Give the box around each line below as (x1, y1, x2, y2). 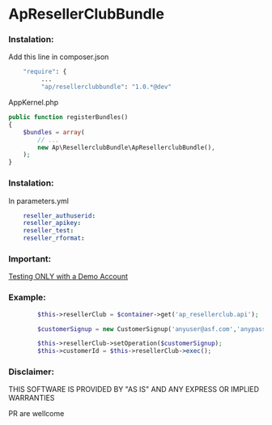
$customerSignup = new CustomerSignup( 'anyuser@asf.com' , (37, 325, 237, 333)
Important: (8, 253, 52, 264)
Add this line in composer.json (8, 52, 109, 62)
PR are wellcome (8, 409, 65, 419)
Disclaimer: (8, 366, 55, 377)
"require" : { (23, 68, 67, 76)
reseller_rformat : (23, 234, 85, 243)
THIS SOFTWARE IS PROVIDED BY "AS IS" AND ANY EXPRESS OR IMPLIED (8, 385, 260, 394)
